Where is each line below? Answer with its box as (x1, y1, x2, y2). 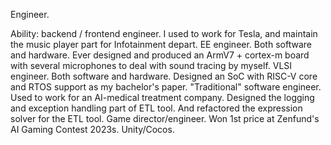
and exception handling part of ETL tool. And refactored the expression (10, 102, 303, 114)
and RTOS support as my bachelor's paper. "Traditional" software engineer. (10, 81, 322, 93)
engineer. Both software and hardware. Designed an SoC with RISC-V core (10, 70, 318, 82)
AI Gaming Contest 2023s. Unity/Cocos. (10, 124, 175, 135)
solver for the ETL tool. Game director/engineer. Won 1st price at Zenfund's (10, 113, 320, 124)
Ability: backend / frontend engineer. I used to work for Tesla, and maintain (10, 28, 318, 39)
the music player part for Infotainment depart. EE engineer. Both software (10, 39, 312, 50)
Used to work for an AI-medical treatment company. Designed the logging (10, 92, 315, 103)
